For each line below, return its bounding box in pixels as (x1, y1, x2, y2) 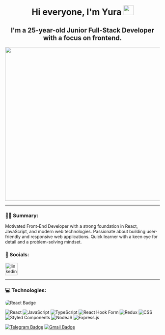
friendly (5, 234, 21, 240)
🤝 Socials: (5, 251, 29, 258)
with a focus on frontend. (43, 33, 122, 42)
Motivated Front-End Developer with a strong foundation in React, (5, 223, 138, 229)
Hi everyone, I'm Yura (31, 6, 122, 18)
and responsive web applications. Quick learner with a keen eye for (22, 234, 158, 240)
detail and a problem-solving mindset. (5, 239, 82, 245)
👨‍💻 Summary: (5, 212, 38, 219)
